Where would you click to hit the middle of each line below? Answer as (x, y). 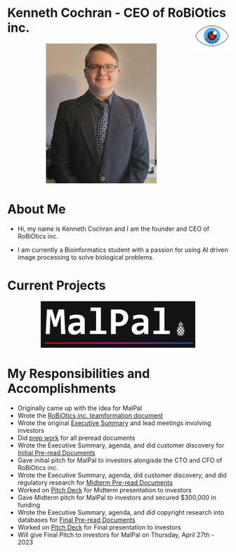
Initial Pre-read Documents (56, 452)
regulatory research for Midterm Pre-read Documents (95, 483)
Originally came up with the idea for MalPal (80, 408)
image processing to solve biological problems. (86, 257)
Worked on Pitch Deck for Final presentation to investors (99, 527)
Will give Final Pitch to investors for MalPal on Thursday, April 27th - (116, 534)
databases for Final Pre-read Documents (76, 520)
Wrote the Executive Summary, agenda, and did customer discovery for (121, 445)
